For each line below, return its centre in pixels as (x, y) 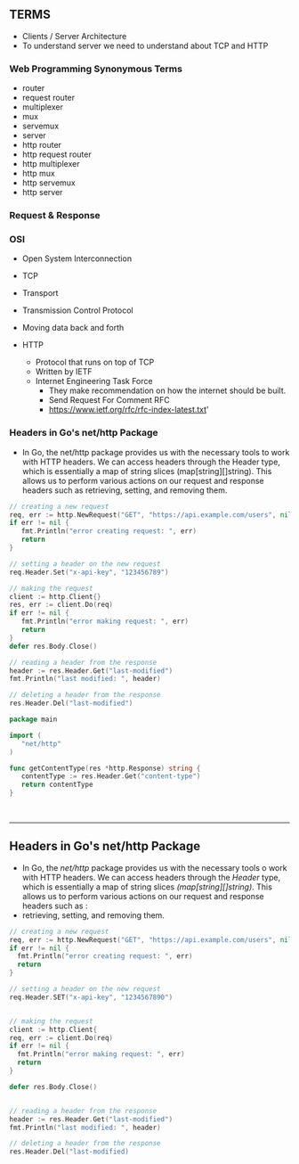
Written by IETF (64, 372)
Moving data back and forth (73, 328)
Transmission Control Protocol (77, 310)
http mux (38, 174)
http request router (57, 154)
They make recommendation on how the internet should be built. (167, 390)
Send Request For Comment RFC (109, 400)
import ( (25, 735)
